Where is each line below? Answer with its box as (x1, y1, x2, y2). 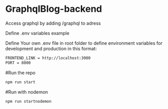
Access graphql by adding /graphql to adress (5, 20, 101, 26)
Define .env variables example (5, 30, 69, 36)
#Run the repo (5, 69, 36, 76)
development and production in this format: (5, 45, 97, 51)
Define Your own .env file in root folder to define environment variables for (5, 40, 163, 46)
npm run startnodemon (5, 99, 52, 104)
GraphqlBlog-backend (5, 3, 102, 15)
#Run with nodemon (5, 88, 48, 95)
